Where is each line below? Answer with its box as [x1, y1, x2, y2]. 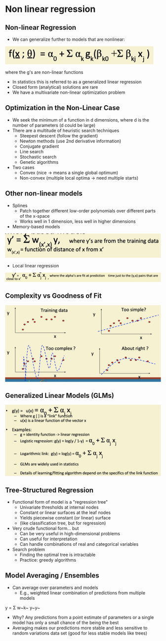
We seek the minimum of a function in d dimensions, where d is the [12, 117, 149, 123]
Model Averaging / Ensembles [5, 572, 100, 580]
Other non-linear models [5, 190, 83, 198]
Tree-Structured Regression [5, 486, 94, 494]
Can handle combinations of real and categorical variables [19, 541, 139, 547]
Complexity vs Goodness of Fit [5, 292, 102, 300]
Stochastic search [19, 154, 57, 160]
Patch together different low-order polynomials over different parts [19, 207, 156, 214]
